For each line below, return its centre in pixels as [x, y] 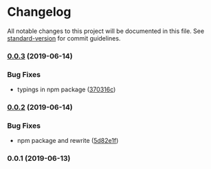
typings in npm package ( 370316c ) [66, 89]
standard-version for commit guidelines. [64, 38]
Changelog [39, 12]
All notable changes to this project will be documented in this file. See [106, 31]
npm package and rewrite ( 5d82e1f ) [68, 141]
